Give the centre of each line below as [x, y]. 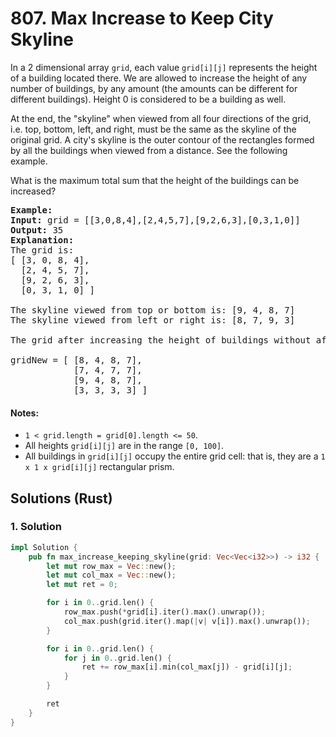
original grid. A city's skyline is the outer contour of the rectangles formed [162, 139]
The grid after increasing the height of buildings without [161, 340]
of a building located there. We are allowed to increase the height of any [159, 78]
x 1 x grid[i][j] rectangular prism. [99, 467]
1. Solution [36, 527]
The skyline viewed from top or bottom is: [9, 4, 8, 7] [153, 310]
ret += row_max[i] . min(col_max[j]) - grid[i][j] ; [187, 667]
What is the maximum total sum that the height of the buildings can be [155, 180]
